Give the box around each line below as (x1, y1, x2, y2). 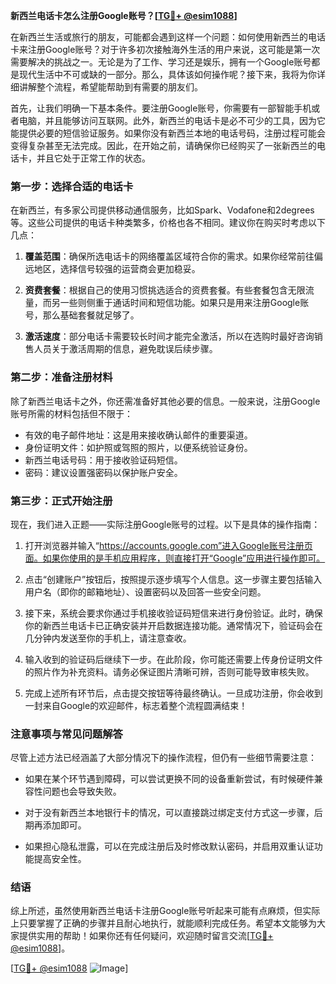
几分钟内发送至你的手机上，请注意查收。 (24, 632, 192, 644)
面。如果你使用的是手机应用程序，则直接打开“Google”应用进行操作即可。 (24, 552, 326, 564)
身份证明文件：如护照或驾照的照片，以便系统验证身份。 (24, 441, 253, 453)
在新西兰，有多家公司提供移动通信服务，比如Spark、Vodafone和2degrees (10, 204, 315, 216)
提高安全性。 (33, 853, 87, 865)
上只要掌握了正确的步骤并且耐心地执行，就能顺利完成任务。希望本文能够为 (10, 917, 317, 929)
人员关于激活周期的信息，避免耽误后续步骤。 (33, 343, 218, 355)
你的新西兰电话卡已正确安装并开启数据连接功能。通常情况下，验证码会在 (24, 619, 323, 631)
